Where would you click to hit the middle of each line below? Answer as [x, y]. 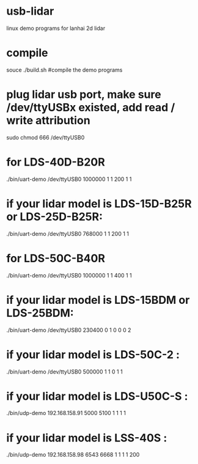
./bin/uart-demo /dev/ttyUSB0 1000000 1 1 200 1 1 [69, 179]
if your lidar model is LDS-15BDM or [98, 300]
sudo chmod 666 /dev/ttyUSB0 [46, 137]
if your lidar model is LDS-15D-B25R [99, 204]
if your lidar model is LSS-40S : [87, 438]
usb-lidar [30, 11]
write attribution [48, 121]
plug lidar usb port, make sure [84, 94]
